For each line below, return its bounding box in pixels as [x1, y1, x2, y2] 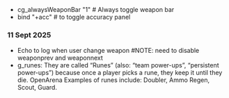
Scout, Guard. [17, 83, 58, 91]
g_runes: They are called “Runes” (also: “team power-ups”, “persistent [17, 60, 219, 69]
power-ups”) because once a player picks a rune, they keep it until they [17, 68, 223, 76]
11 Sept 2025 [7, 31, 52, 40]
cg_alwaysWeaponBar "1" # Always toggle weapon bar [17, 6, 175, 14]
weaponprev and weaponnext [17, 54, 103, 62]
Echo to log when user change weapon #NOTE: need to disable [17, 46, 200, 54]
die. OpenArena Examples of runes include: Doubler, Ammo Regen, [17, 76, 210, 84]
